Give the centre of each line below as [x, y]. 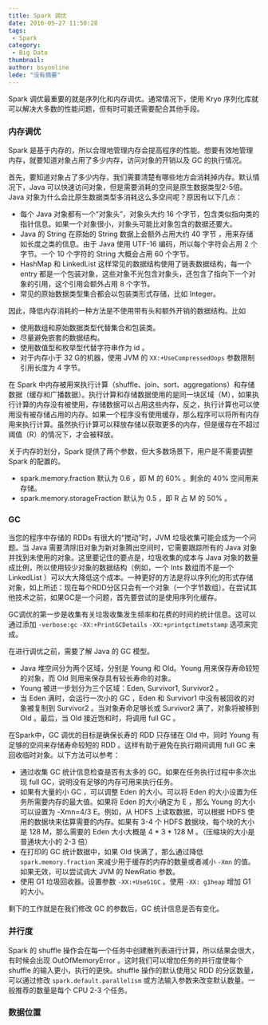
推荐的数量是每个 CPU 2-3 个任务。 [73, 990]
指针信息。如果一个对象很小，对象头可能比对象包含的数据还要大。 [128, 223]
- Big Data [30, 53]
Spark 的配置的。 [37, 461]
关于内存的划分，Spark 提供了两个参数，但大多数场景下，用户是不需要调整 [131, 451]
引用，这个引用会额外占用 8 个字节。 [94, 283]
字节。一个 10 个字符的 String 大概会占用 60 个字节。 [106, 254]
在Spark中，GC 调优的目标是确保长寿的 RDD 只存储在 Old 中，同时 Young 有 [134, 735]
